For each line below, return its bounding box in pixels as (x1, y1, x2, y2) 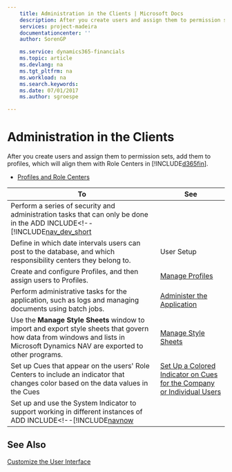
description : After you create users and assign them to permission (19, 17, 221, 24)
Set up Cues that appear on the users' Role (10, 361, 150, 371)
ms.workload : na (19, 74, 67, 81)
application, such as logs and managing (10, 296, 139, 305)
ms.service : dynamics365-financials (19, 48, 126, 55)
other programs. (10, 350, 64, 360)
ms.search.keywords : (19, 80, 79, 87)
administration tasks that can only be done (10, 210, 148, 219)
